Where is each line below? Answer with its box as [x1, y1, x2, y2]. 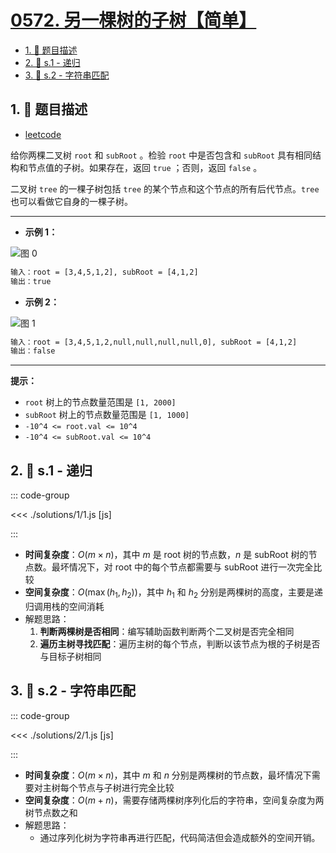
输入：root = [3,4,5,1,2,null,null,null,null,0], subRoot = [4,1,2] [10, 337, 298, 347]
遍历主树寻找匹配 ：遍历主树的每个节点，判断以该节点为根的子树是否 [39, 637, 321, 650]
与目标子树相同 [39, 650, 102, 662]
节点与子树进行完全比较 [77, 781, 175, 793]
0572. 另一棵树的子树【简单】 [10, 9, 257, 32]
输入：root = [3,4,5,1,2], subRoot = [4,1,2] [10, 267, 199, 277]
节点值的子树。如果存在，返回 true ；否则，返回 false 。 [27, 161, 263, 173]
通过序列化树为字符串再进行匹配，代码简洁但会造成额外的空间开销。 [39, 831, 321, 843]
